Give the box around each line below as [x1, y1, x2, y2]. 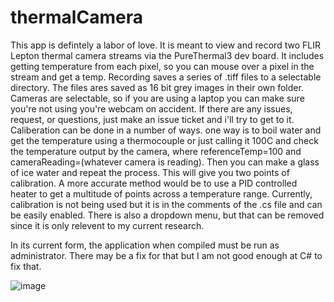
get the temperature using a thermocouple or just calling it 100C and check [10, 134, 319, 146]
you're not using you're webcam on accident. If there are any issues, [10, 102, 293, 115]
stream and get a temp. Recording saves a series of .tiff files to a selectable [10, 71, 322, 83]
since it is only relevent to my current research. [10, 219, 205, 231]
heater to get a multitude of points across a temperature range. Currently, [10, 187, 313, 200]
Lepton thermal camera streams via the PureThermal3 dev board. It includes [10, 49, 325, 61]
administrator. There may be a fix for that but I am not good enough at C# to [10, 249, 323, 261]
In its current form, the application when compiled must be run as [10, 239, 280, 251]
